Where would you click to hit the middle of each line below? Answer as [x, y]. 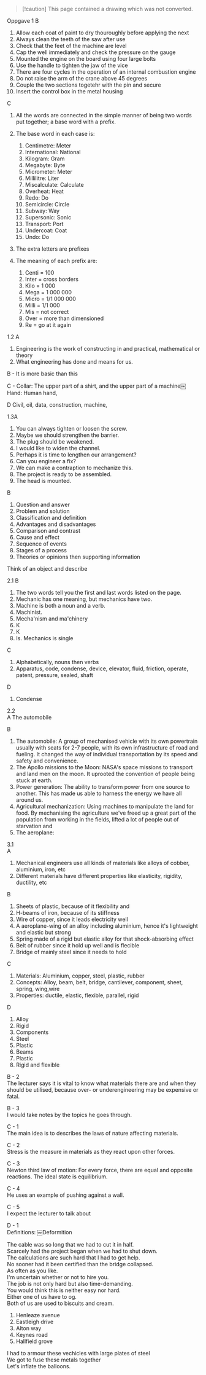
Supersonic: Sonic [48, 217]
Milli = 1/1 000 [42, 305]
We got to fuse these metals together [54, 1360]
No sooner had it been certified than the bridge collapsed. [80, 1264]
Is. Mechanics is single [44, 638]
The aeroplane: [35, 832]
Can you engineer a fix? [46, 461]
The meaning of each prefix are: [56, 261]
